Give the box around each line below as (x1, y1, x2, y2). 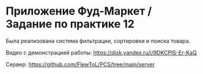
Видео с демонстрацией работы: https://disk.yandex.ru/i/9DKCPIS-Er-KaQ (6, 49, 197, 56)
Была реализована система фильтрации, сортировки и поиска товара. (6, 37, 191, 44)
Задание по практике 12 (6, 17, 135, 31)
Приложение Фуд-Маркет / (6, 4, 152, 18)
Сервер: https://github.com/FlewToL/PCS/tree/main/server (6, 61, 155, 68)
